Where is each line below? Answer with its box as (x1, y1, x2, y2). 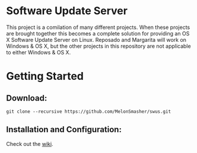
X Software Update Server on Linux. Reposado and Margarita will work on (6, 36, 187, 43)
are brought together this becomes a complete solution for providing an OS (6, 30, 190, 37)
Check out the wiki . (6, 140, 53, 147)
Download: (6, 93, 47, 103)
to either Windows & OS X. (6, 48, 71, 56)
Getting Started (6, 70, 84, 83)
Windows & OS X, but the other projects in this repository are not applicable (6, 43, 191, 50)
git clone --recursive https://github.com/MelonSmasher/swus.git (6, 108, 171, 115)
